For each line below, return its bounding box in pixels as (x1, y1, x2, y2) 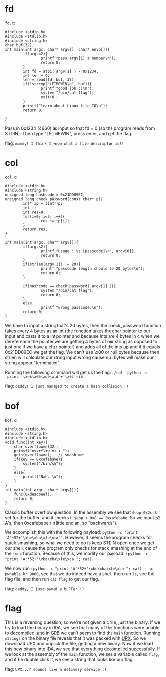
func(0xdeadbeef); (14, 492, 52, 497)
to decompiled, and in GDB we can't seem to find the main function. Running (5, 630, 161, 636)
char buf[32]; (5, 42, 35, 48)
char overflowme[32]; (14, 444, 58, 449)
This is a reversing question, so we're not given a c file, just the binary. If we (5, 619, 160, 625)
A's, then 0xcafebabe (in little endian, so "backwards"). (5, 520, 118, 526)
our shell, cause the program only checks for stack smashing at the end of (5, 545, 157, 551)
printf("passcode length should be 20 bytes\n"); (40, 266, 145, 271)
